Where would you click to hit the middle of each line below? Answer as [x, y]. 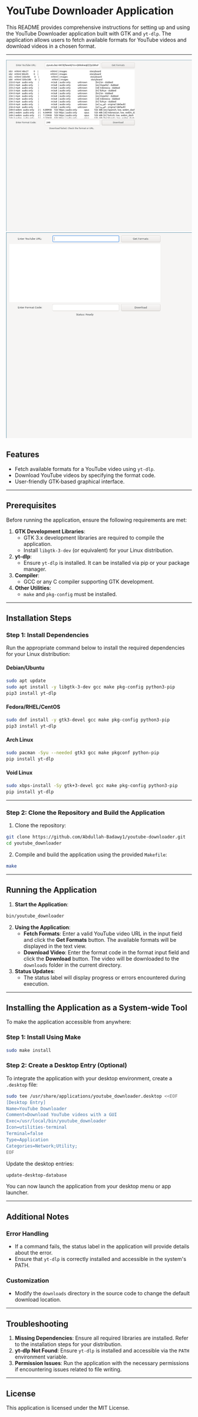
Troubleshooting [37, 1324]
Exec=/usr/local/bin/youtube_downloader [57, 1121]
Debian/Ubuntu [25, 667]
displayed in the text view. [55, 946]
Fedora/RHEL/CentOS [33, 707]
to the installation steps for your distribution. [68, 1344]
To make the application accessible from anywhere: [69, 1022]
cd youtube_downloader [34, 843]
